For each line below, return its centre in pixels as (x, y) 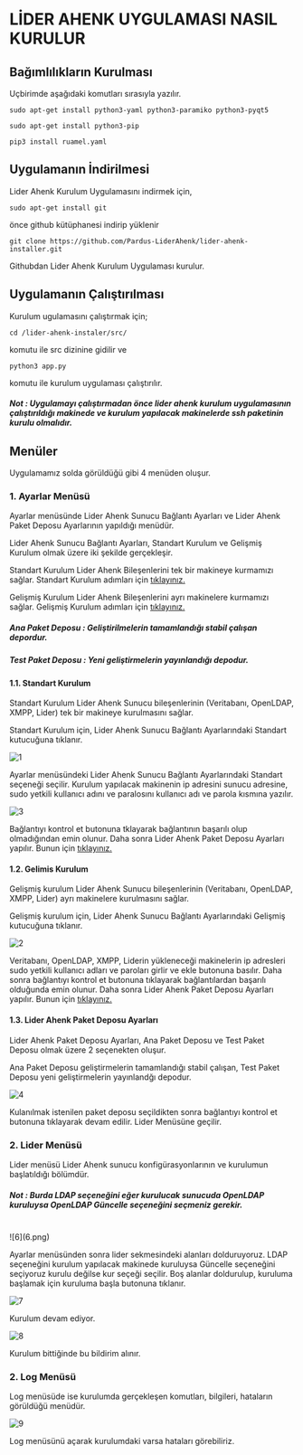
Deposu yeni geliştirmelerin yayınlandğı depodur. (100, 1077)
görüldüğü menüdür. (47, 1406)
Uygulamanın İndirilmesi (80, 170)
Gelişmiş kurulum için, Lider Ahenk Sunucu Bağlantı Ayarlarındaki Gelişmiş (147, 916)
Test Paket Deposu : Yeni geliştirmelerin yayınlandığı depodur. (129, 660)
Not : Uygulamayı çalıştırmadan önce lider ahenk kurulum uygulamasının (151, 403)
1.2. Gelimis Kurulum (49, 869)
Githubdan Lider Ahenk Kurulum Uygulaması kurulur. (107, 266)
